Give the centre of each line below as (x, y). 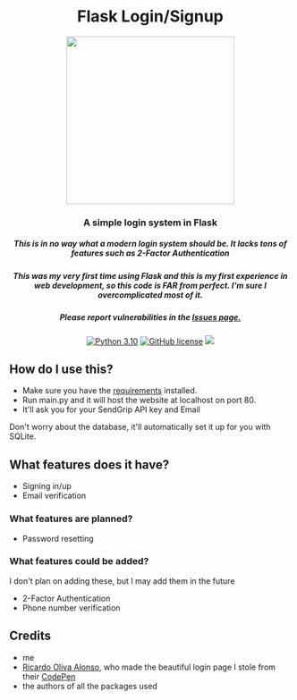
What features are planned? (71, 519)
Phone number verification (71, 607)
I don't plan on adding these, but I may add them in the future (122, 581)
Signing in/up (47, 486)
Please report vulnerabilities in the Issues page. (150, 317)
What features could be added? (79, 561)
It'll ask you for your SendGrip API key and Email (111, 409)
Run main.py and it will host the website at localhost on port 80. (139, 401)
